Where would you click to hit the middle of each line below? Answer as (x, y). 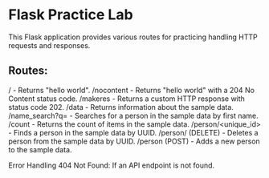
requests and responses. (49, 45)
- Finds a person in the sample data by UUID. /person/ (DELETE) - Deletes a (133, 132)
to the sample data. (40, 149)
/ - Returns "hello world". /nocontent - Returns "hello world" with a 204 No (132, 90)
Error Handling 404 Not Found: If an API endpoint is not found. (112, 165)
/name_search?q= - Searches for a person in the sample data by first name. (133, 115)
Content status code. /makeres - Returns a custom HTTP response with (126, 99)
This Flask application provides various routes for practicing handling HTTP (133, 37)
